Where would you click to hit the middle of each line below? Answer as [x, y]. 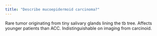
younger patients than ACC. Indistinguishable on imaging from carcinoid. [78, 28]
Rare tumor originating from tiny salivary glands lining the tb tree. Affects [78, 23]
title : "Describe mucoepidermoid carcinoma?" [52, 9]
